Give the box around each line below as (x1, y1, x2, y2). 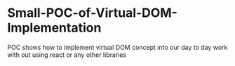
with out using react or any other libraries (7, 51, 127, 59)
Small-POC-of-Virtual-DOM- (7, 5, 177, 21)
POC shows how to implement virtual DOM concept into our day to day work (7, 43, 228, 51)
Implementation (7, 20, 102, 36)
